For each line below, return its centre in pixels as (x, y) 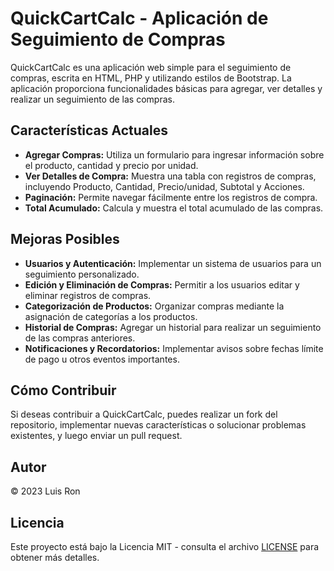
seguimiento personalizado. (82, 274)
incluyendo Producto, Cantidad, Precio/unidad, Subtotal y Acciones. (164, 186)
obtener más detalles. (55, 557)
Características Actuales (89, 130)
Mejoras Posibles (65, 239)
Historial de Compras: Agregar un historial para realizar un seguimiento (173, 327)
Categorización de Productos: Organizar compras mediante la (154, 306)
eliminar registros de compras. (88, 295)
